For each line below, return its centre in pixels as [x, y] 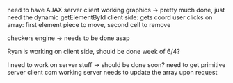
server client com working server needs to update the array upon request [112, 72]
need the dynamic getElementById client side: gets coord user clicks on [110, 17]
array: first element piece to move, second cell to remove [89, 25]
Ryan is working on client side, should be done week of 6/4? [94, 52]
